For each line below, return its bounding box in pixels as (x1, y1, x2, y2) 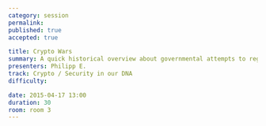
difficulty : (8, 76, 47, 85)
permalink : (8, 19, 44, 27)
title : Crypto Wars (8, 48, 73, 56)
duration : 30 (8, 98, 51, 106)
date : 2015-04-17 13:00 (8, 91, 87, 99)
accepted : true (8, 33, 59, 42)
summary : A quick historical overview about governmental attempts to (8, 55, 246, 63)
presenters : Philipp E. (8, 62, 87, 71)
